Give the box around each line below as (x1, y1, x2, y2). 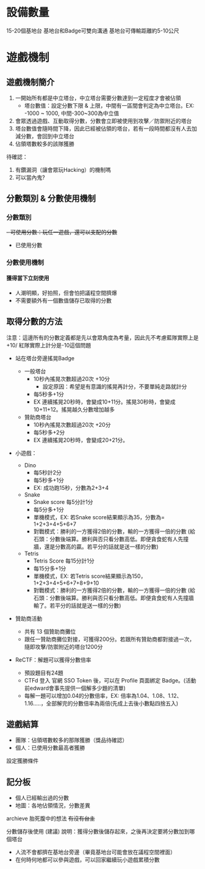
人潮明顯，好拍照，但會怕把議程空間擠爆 (15, 289, 117, 297)
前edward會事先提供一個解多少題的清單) (24, 684, 126, 692)
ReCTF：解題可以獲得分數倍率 (15, 656, 92, 664)
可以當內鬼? (15, 174, 45, 181)
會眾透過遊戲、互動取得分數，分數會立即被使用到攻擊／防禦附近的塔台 (15, 117, 192, 124)
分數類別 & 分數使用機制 (6, 193, 96, 204)
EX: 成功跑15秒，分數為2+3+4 (33, 484, 109, 491)
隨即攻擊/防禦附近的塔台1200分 (24, 643, 103, 650)
